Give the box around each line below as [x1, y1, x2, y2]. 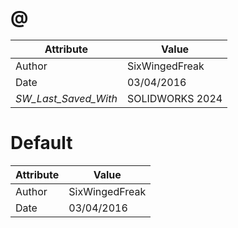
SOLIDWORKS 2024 [126, 91, 223, 105]
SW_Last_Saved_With [15, 91, 118, 105]
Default [10, 132, 73, 155]
